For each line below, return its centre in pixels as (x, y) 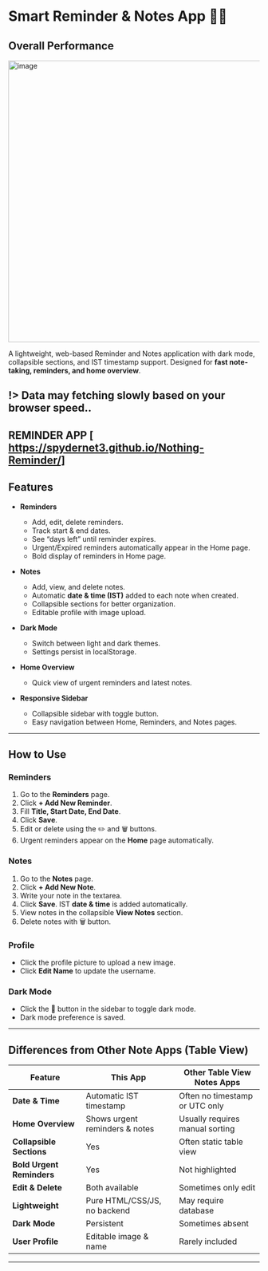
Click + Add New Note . (58, 887)
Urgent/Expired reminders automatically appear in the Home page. (141, 547)
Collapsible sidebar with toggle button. (95, 713)
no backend (108, 1210)
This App (128, 1077)
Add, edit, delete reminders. (77, 522)
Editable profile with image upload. (89, 612)
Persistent (104, 1223)
